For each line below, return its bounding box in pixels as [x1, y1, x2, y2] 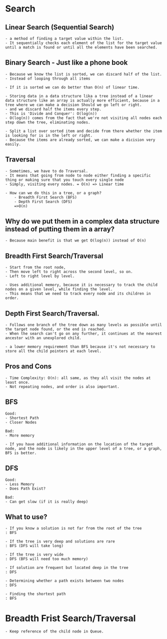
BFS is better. [5, 450, 37, 455]
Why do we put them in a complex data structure [5, 217, 160, 225]
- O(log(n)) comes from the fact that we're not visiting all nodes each [5, 115, 162, 120]
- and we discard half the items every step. [5, 106, 101, 111]
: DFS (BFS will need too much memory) [5, 556, 88, 561]
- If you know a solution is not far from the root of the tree [5, 526, 142, 531]
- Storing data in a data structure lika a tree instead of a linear [5, 93, 153, 98]
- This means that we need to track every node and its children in [5, 291, 151, 296]
